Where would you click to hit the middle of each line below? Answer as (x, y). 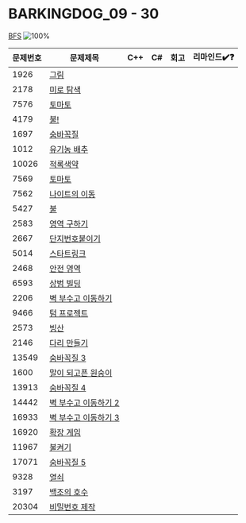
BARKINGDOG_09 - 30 (84, 14)
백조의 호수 (69, 492)
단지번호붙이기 (75, 238)
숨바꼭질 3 (67, 358)
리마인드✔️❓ (214, 56)
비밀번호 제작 (72, 507)
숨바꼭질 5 (67, 462)
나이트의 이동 (72, 194)
